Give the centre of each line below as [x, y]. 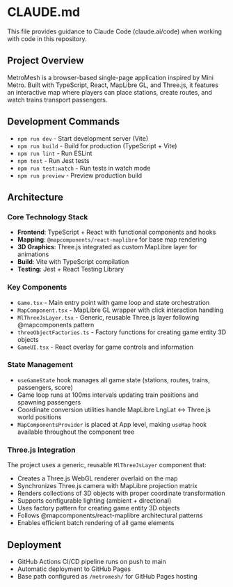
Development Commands [64, 122]
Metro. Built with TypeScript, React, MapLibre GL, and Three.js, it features [113, 85]
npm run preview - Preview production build [80, 175]
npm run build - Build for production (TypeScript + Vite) [97, 146]
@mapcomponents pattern [56, 324]
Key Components [37, 288]
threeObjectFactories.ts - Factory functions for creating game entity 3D [122, 332]
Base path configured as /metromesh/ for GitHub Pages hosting [107, 576]
